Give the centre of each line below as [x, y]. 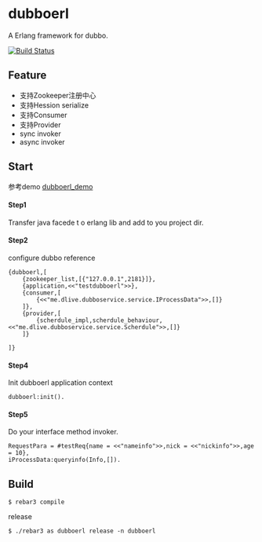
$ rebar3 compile [36, 502]
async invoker [42, 141]
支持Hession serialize [54, 105]
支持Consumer [44, 115]
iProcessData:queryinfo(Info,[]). [65, 460]
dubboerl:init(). [36, 397]
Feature [27, 75]
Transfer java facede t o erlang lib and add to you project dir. [106, 222]
